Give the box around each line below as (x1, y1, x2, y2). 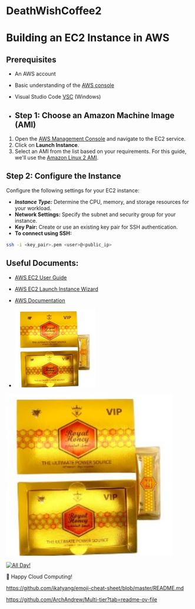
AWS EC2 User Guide (14, 273, 67, 281)
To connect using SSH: (14, 229, 72, 237)
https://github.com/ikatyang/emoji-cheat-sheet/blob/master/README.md (6, 585, 184, 592)
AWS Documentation (14, 297, 65, 304)
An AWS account (14, 70, 56, 77)
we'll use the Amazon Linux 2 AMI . (14, 154, 99, 161)
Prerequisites (6, 54, 57, 64)
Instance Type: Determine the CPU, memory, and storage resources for (14, 198, 190, 205)
